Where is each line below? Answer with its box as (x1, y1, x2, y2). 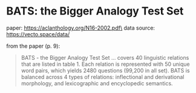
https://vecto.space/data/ (6, 30, 70, 37)
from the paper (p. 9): (6, 42, 60, 50)
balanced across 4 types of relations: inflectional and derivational (21, 73, 185, 80)
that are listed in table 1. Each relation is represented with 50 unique (21, 60, 190, 68)
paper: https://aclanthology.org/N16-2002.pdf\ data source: (6, 24, 155, 31)
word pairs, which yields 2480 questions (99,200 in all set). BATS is (21, 66, 190, 74)
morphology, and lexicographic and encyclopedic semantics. (21, 80, 174, 87)
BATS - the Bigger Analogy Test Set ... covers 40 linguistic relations (21, 54, 189, 61)
